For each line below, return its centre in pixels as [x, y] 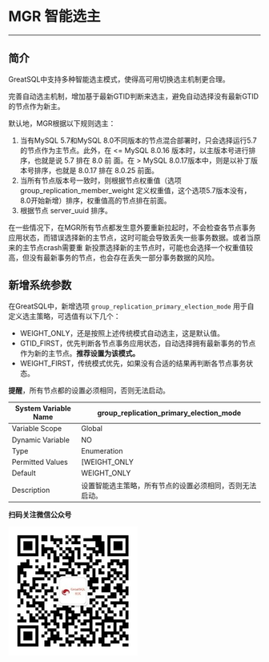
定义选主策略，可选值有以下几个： [64, 316]
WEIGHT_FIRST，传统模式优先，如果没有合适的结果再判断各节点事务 [133, 363]
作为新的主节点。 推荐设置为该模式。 [80, 353]
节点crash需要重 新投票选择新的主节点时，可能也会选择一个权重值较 [141, 247]
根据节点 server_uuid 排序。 [66, 210]
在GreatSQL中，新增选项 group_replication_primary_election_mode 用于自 [131, 306]
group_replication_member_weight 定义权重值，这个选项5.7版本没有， [135, 190]
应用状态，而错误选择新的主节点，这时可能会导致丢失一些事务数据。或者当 [131, 237]
